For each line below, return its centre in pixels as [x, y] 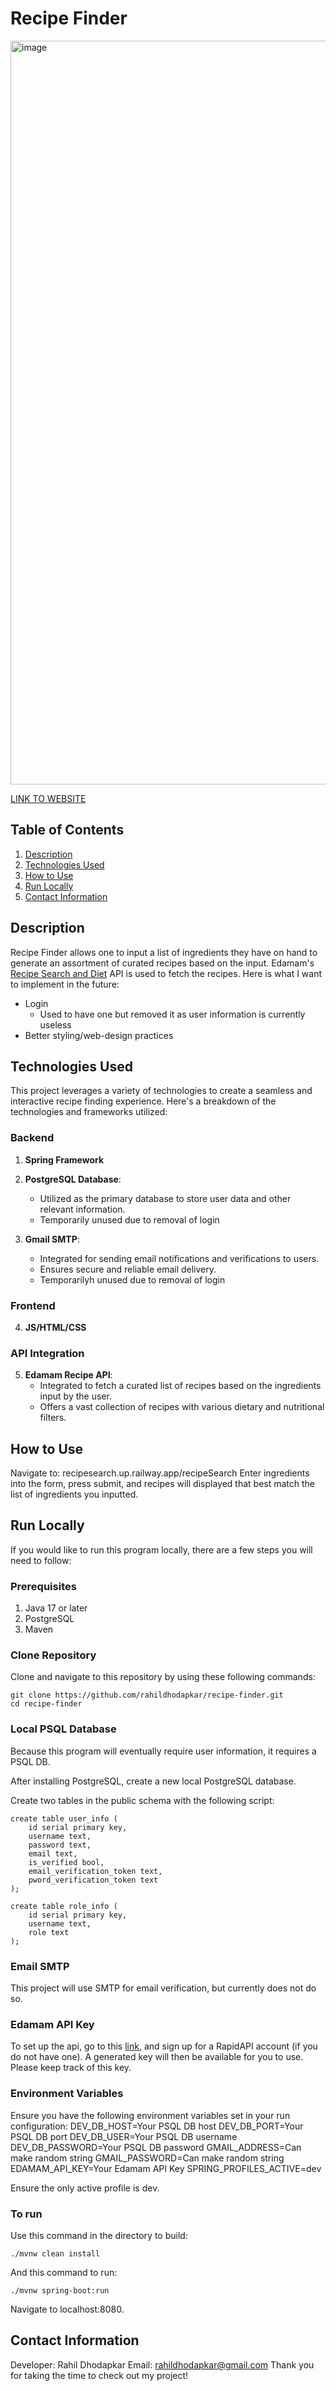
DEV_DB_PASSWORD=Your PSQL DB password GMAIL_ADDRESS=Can [156, 2147]
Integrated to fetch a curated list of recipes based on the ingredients [180, 1386]
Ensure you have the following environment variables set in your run [150, 2115]
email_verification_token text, [95, 1871]
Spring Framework [64, 1159]
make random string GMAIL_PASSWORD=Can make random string [147, 2158]
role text [49, 1932]
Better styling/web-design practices [99, 1035]
